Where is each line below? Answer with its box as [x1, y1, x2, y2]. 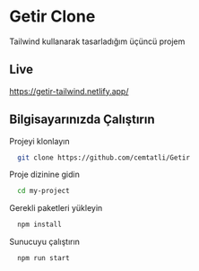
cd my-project [17, 187, 70, 196]
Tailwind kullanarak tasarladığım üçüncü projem [9, 36, 186, 47]
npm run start [17, 254, 70, 263]
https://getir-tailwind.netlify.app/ [9, 85, 129, 96]
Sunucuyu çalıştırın [9, 236, 81, 248]
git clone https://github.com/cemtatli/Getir [17, 153, 191, 162]
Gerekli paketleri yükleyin [9, 203, 103, 214]
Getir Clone [9, 6, 96, 27]
